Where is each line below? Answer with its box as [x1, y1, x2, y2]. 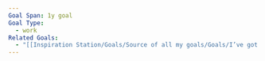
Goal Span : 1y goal [8, 11, 73, 20]
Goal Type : [8, 19, 45, 27]
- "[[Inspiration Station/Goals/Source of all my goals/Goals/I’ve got [15, 41, 259, 49]
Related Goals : [8, 33, 59, 42]
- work [15, 26, 37, 34]
